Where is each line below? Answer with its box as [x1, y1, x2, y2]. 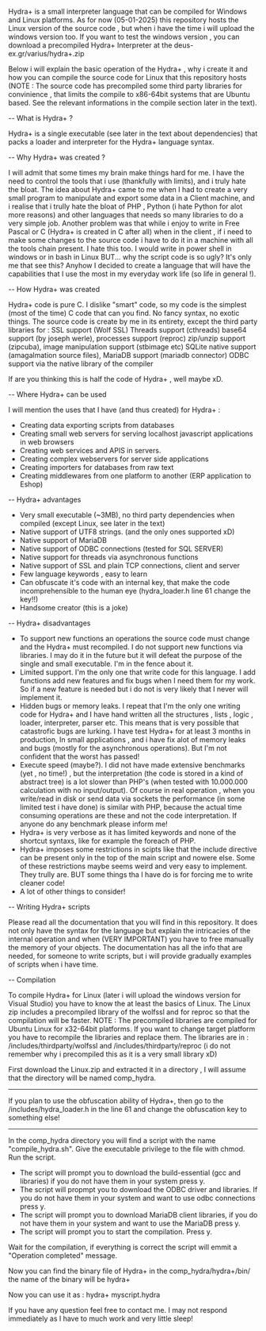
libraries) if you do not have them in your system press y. [19, 1176, 206, 1186]
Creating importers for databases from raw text [19, 463, 174, 471]
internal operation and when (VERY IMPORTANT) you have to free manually [8, 934, 254, 944]
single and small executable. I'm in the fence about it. [19, 659, 194, 668]
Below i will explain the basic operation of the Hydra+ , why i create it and [8, 64, 248, 74]
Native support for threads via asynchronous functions [19, 552, 199, 562]
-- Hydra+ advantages [8, 495, 82, 504]
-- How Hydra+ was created [8, 285, 101, 294]
